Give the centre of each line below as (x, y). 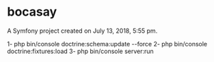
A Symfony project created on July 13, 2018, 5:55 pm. (82, 31)
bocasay (32, 12)
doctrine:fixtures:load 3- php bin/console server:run (80, 51)
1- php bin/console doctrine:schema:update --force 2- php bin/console (107, 44)
